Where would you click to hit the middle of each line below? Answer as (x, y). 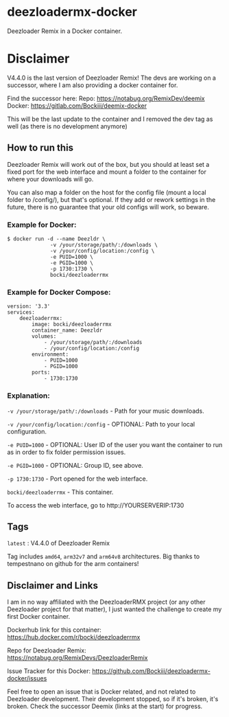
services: (21, 312)
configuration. (27, 431)
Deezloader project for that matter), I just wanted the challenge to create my (114, 609)
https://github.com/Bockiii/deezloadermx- (152, 671)
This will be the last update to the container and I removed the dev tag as (110, 119)
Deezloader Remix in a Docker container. (64, 31)
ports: (41, 373)
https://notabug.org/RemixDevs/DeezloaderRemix (78, 658)
